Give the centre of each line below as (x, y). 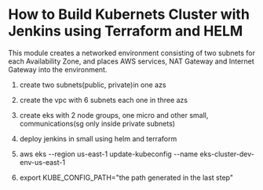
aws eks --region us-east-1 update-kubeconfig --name (109, 154)
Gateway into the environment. (58, 69)
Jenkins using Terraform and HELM (126, 31)
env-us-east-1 (42, 162)
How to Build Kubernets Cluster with (129, 15)
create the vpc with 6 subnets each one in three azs (104, 100)
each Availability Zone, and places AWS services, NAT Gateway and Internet (131, 61)
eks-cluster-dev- (227, 154)
